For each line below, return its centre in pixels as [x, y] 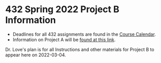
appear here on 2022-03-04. [36, 55]
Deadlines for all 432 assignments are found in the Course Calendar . [84, 34]
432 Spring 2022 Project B [62, 9]
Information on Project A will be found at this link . [64, 40]
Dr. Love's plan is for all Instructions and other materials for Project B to [80, 49]
